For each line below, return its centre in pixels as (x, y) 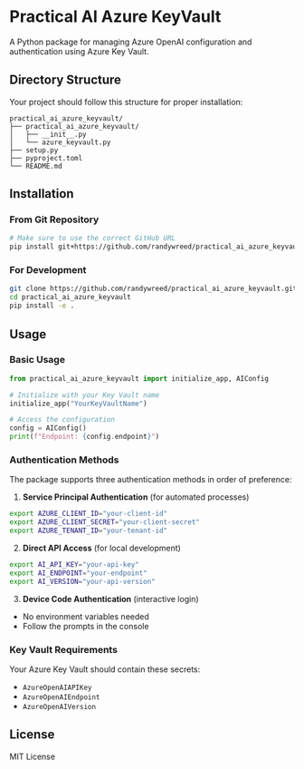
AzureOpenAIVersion (59, 706)
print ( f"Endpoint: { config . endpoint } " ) (85, 437)
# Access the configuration (62, 420)
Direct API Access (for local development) (101, 548)
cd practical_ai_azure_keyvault (70, 297)
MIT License (33, 756)
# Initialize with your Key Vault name (85, 395)
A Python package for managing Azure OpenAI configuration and (131, 42)
